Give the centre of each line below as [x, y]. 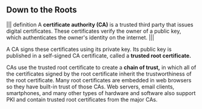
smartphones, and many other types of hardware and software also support [101, 93]
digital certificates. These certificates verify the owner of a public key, [94, 31]
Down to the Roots [42, 10]
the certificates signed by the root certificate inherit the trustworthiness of [99, 74]
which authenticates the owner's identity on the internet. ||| [80, 37]
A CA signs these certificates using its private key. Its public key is [89, 49]
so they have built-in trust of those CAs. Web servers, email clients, [90, 87]
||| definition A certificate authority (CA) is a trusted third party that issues [100, 24]
